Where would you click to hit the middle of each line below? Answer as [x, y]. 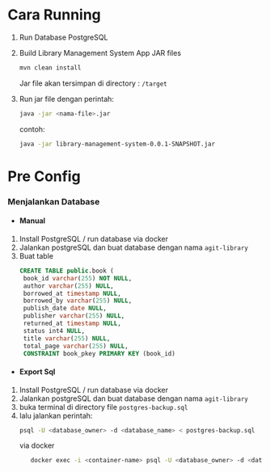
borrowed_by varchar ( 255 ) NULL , [78, 301]
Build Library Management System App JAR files [100, 53]
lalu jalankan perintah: [56, 415]
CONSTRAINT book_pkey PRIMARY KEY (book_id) [99, 353]
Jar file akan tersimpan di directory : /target [93, 83]
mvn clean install [50, 67]
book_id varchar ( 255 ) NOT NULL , [78, 278]
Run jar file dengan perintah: [67, 99]
